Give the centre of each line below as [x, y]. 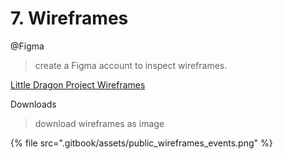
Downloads [33, 104]
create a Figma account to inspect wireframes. [131, 65]
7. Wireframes [69, 18]
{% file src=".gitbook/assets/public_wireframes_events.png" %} [141, 143]
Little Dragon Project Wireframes [78, 84]
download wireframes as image [99, 123]
